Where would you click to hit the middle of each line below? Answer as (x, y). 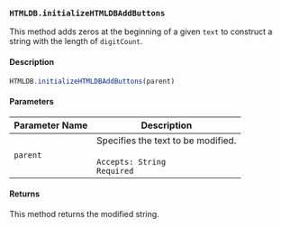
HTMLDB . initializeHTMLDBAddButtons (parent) (92, 81)
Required (115, 171)
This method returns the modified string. (84, 214)
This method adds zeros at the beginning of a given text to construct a (141, 32)
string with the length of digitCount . (76, 41)
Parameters (32, 101)
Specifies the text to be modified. (166, 141)
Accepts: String (131, 162)
